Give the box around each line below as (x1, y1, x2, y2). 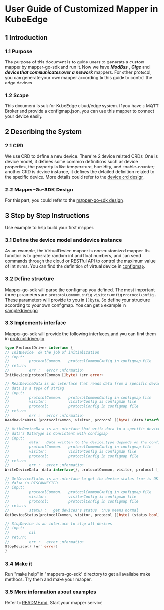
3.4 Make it (5, 560, 33, 567)
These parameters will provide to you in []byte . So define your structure (5, 297, 150, 303)
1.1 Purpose (5, 48, 33, 55)
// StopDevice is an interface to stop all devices (5, 521, 112, 526)
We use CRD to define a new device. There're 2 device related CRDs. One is (5, 153, 158, 159)
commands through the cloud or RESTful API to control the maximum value (5, 258, 156, 264)
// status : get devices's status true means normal (5, 508, 139, 513)
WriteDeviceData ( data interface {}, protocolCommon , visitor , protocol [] (5, 467, 161, 472)
